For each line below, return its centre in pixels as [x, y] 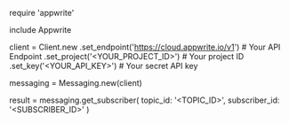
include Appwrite [40, 30]
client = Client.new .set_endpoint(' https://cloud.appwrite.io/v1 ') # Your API [145, 47]
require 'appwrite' [42, 13]
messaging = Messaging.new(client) [76, 83]
